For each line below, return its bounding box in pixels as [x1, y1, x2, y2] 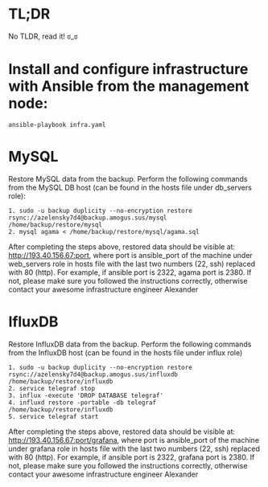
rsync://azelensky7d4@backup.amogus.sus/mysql [8, 214, 167, 222]
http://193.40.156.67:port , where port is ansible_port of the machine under [8, 250, 254, 260]
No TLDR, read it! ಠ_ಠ [8, 31, 78, 41]
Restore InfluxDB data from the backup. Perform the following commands [8, 339, 252, 349]
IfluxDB [8, 313, 59, 330]
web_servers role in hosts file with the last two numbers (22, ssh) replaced [8, 259, 256, 268]
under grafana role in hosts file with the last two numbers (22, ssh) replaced [8, 444, 260, 453]
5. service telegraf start [8, 412, 99, 420]
